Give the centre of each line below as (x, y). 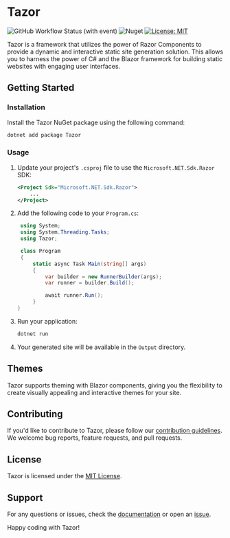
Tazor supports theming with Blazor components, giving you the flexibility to (115, 385)
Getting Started (41, 88)
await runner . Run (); (74, 295)
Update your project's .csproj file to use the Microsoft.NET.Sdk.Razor (116, 167)
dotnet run (33, 334)
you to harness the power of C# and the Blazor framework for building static (115, 58)
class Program (41, 251)
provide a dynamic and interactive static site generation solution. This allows (115, 52)
